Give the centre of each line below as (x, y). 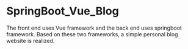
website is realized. (31, 41)
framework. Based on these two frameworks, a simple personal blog (92, 34)
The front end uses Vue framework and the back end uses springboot (94, 28)
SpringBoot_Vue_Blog (63, 11)
